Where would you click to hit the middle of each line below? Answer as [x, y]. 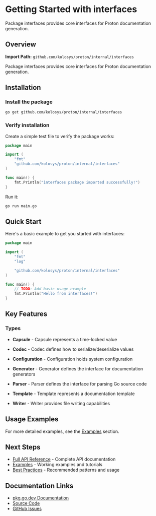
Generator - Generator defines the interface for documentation [78, 368]
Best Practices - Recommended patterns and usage [66, 470]
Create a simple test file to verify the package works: [60, 136]
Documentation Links [39, 486]
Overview [21, 45]
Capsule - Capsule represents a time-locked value [65, 339]
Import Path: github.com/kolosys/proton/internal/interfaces [70, 56]
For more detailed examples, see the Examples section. [62, 431]
